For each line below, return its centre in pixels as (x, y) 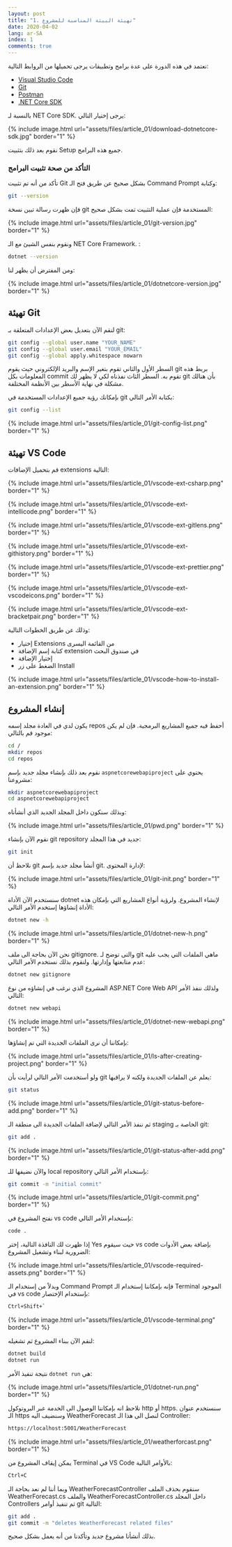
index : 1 (21, 40)
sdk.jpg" (20, 136)
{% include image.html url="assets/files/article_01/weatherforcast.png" (110, 1441)
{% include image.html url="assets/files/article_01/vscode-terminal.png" (111, 1320)
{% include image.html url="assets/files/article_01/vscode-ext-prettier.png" (116, 567)
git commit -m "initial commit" (55, 1184)
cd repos (21, 759)
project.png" (26, 1063)
